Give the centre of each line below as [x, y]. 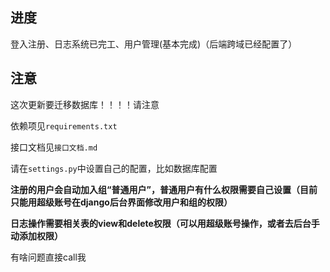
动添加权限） [36, 235]
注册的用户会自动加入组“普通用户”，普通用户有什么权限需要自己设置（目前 [164, 189]
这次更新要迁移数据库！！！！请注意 [85, 104]
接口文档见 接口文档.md [54, 147]
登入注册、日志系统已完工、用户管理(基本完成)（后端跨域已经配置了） [154, 44]
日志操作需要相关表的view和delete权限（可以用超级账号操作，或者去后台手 [165, 223]
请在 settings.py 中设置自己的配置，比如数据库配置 [114, 168]
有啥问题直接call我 [48, 257]
